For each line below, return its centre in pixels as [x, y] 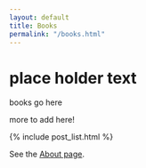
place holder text [73, 78]
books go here [36, 102]
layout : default [39, 17]
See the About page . [47, 154]
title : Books [33, 26]
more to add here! [42, 120]
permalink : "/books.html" [57, 34]
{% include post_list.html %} [61, 137]
